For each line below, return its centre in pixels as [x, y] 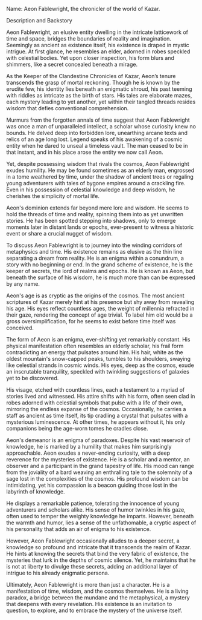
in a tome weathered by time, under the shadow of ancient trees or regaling [100, 177]
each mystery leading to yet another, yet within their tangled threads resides [101, 102]
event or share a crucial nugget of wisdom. [60, 233]
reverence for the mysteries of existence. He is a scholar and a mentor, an [98, 459]
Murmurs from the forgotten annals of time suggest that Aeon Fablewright [98, 120]
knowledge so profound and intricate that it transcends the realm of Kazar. [99, 547]
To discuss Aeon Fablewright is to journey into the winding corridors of [94, 245]
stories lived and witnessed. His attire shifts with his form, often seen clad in [101, 396]
